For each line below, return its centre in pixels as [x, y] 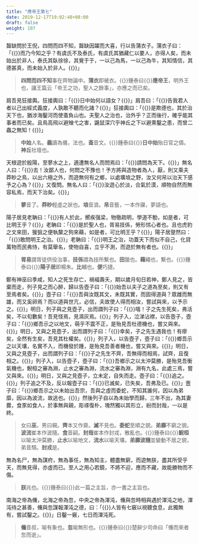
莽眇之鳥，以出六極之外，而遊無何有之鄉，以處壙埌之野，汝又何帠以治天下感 [99, 178]
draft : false [22, 22]
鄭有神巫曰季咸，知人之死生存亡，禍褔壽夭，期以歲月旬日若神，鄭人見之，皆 [99, 279]
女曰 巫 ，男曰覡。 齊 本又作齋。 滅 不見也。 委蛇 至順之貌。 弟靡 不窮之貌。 [106, 425]
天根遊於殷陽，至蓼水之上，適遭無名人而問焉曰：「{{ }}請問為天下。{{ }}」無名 [99, 163]
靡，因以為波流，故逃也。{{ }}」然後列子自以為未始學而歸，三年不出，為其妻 [99, 398]
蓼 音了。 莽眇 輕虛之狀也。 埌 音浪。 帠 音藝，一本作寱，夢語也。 [96, 205]
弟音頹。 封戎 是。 [41, 448]
